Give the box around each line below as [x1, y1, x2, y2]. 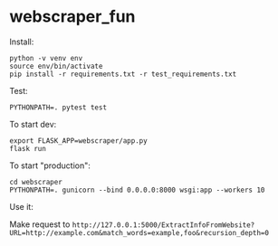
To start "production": [9, 160, 91, 171]
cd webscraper [9, 177, 63, 186]
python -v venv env [9, 53, 83, 62]
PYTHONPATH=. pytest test [9, 102, 107, 112]
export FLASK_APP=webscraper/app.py [9, 136, 148, 146]
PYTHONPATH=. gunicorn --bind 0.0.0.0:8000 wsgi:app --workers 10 [9, 185, 265, 194]
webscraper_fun [9, 6, 136, 27]
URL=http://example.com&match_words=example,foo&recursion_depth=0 [9, 228, 270, 237]
